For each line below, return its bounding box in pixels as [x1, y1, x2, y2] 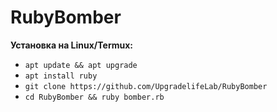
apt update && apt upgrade [24, 60, 138, 70]
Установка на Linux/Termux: [10, 39, 133, 51]
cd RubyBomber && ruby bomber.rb [24, 92, 165, 102]
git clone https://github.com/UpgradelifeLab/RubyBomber [24, 81, 268, 91]
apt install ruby [24, 71, 98, 81]
